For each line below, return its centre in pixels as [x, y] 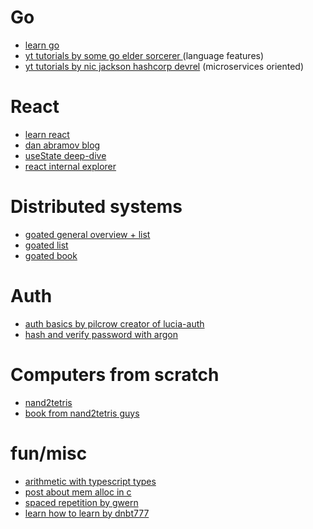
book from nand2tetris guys [82, 413]
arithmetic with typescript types [90, 481]
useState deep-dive [65, 155]
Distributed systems [96, 207]
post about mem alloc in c [78, 492]
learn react [47, 134]
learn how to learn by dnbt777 [87, 513]
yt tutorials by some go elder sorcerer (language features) [144, 55]
